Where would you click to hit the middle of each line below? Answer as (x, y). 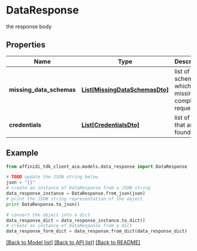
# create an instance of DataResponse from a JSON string (78, 188)
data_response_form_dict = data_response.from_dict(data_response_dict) (97, 231)
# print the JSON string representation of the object (74, 199)
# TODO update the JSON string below (52, 177)
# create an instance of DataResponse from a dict (69, 226)
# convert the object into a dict (48, 215)
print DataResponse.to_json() (43, 204)
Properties (26, 45)
